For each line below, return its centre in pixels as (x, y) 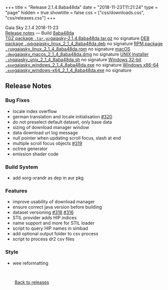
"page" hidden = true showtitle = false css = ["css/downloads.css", (75, 13)
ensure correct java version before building (57, 207)
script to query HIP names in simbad (50, 228)
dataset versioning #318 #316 (43, 212)
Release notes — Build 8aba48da (40, 33)
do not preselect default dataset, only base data (62, 122)
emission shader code (35, 154)
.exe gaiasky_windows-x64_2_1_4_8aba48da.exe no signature (68, 70)
